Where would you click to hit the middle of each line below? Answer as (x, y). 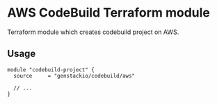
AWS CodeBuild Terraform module (109, 13)
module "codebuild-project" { (51, 70)
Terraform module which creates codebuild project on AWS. (93, 32)
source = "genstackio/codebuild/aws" (74, 76)
